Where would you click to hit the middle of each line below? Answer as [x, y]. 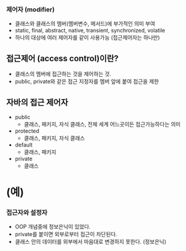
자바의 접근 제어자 [37, 102]
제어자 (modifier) [31, 9]
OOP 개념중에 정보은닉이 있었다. [53, 227]
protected [27, 131]
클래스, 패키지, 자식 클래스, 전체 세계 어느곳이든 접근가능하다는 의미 [102, 124]
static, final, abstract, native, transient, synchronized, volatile [90, 31]
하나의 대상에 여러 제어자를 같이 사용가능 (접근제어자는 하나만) [87, 38]
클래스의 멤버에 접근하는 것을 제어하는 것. [63, 74]
